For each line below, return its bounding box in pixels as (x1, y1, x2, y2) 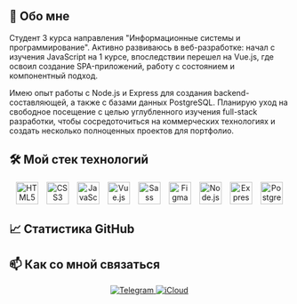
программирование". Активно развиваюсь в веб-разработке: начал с (9, 42, 276, 52)
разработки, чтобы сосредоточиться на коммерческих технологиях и (9, 116, 276, 126)
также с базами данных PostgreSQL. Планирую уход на (76, 97, 289, 108)
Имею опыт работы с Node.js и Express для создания (9, 87, 213, 98)
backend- (213, 87, 250, 98)
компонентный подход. (9, 70, 98, 81)
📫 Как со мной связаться (9, 257, 160, 272)
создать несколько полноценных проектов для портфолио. (9, 125, 234, 136)
